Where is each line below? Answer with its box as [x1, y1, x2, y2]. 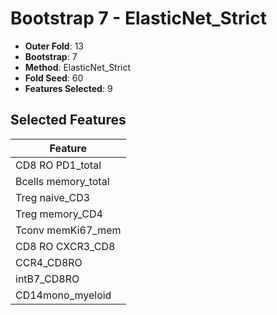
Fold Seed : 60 [24, 72, 84, 84]
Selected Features [10, 112, 127, 129]
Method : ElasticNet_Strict [24, 61, 132, 73]
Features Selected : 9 [24, 82, 113, 94]
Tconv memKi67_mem [15, 223, 122, 237]
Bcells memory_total [15, 174, 110, 188]
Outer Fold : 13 [24, 40, 84, 52]
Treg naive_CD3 [15, 190, 91, 204]
